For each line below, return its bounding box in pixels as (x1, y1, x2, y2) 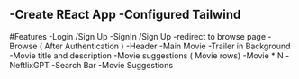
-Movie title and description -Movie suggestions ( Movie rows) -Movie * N (9, 49, 284, 61)
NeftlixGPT (9, 59, 50, 70)
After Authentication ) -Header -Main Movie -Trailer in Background (44, 40, 291, 51)
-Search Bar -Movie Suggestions (50, 59, 174, 70)
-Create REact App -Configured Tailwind (9, 7, 241, 22)
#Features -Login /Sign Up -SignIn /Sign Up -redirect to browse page (9, 31, 267, 41)
